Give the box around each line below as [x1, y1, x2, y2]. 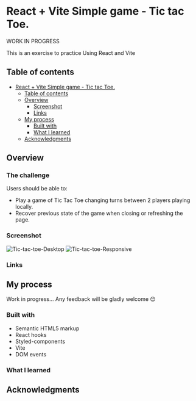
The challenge [6, 171, 50, 179]
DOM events [15, 350, 47, 358]
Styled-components [15, 338, 66, 345]
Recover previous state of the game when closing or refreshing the [15, 209, 183, 217]
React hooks [15, 331, 47, 338]
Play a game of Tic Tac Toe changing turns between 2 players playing [15, 197, 191, 204]
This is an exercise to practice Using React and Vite [6, 49, 136, 56]
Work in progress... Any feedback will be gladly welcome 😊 [6, 295, 156, 303]
